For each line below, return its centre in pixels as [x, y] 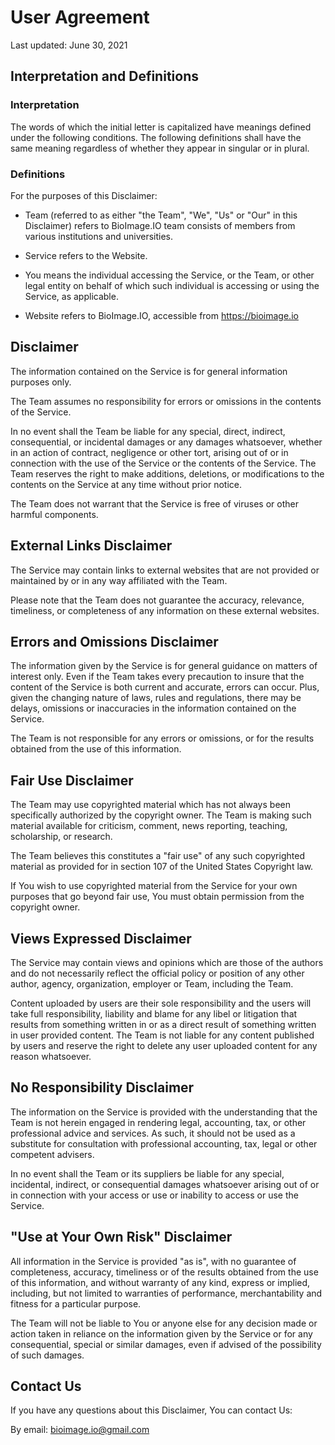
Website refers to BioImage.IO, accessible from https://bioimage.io [161, 315]
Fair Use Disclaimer [72, 780]
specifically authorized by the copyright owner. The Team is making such [161, 815]
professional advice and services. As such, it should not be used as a [153, 1133]
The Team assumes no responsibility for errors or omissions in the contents [166, 401]
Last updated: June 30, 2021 [69, 45]
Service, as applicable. [71, 296]
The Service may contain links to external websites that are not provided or [165, 570]
